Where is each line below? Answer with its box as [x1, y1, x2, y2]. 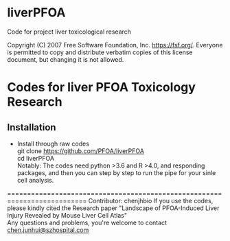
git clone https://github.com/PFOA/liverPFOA [16, 146, 144, 155]
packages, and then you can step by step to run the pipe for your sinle [16, 168, 216, 176]
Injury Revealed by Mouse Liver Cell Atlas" [7, 211, 127, 219]
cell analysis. [16, 176, 54, 184]
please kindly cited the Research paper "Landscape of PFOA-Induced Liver [7, 204, 220, 212]
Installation [7, 122, 56, 133]
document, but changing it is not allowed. [7, 55, 124, 63]
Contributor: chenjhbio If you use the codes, [88, 196, 214, 205]
